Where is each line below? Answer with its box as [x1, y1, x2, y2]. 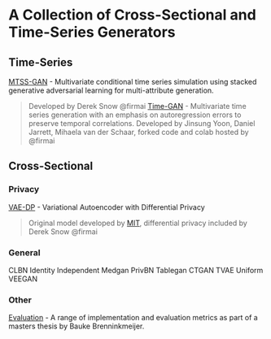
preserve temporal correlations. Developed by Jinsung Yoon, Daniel [28, 119, 256, 128]
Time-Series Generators [8, 23, 177, 41]
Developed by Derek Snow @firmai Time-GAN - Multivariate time [28, 102, 247, 111]
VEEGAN [8, 274, 38, 284]
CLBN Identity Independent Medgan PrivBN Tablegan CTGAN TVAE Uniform [8, 265, 264, 275]
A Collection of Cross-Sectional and [8, 6, 256, 24]
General [8, 246, 41, 258]
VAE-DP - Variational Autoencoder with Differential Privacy [8, 202, 205, 212]
